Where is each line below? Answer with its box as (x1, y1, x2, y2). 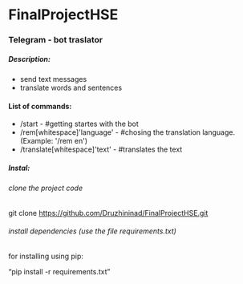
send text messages (19, 75, 87, 84)
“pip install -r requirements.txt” (8, 267, 111, 277)
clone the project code (8, 183, 83, 193)
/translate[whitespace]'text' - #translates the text (19, 144, 183, 154)
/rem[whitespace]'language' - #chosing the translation (19, 128, 201, 137)
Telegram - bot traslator (8, 34, 103, 46)
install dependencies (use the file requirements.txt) (8, 226, 176, 236)
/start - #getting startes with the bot (19, 119, 139, 129)
